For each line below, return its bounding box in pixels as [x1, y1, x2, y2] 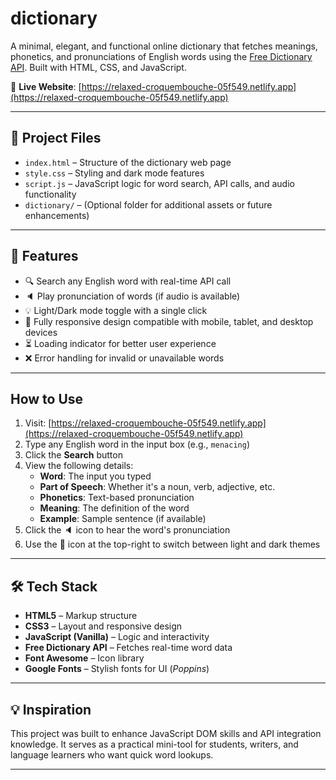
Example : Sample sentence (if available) [39, 513, 207, 525]
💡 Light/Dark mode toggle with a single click [24, 304, 208, 316]
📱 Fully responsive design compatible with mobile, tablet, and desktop [24, 315, 314, 327]
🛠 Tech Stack [10, 578, 98, 595]
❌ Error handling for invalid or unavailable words [24, 352, 225, 364]
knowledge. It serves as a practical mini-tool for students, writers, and [10, 738, 299, 750]
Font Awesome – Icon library [24, 652, 145, 664]
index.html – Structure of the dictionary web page [24, 156, 232, 168]
